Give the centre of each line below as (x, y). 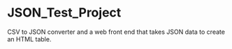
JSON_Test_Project (64, 13)
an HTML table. (29, 39)
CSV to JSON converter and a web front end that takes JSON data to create (116, 32)
